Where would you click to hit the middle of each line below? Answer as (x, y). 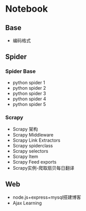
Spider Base (21, 71)
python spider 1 (29, 83)
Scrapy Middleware (33, 135)
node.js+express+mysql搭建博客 (47, 197)
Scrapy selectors (30, 151)
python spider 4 (29, 99)
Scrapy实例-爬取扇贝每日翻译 (44, 168)
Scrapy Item (25, 156)
